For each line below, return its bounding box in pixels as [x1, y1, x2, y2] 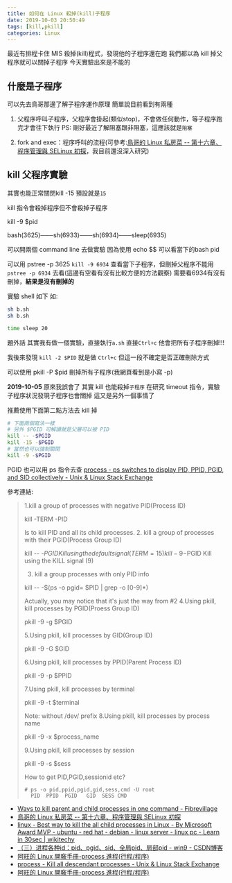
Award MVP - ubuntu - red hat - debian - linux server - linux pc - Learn [17, 828, 220, 836]
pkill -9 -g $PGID [24, 617, 73, 626]
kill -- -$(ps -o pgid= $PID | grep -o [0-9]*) [24, 583, 149, 592]
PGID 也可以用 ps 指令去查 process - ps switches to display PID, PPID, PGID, [7, 465, 224, 474]
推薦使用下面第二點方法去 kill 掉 [7, 406, 98, 414]
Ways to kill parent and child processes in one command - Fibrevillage [17, 804, 218, 812]
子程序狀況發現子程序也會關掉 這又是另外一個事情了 [7, 391, 154, 400]
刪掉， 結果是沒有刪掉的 [7, 277, 74, 285]
